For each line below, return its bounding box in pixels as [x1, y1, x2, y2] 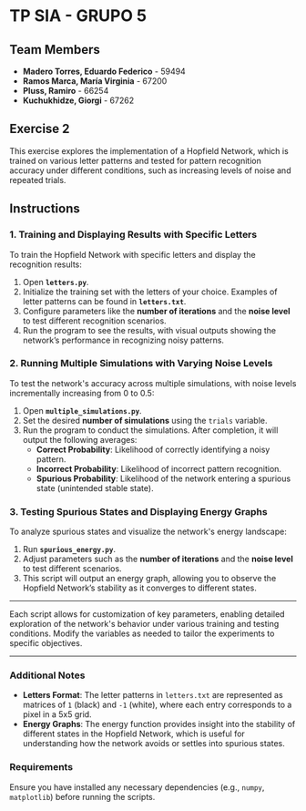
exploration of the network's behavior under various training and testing [9, 619, 280, 630]
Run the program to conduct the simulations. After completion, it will [22, 425, 279, 436]
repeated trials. [9, 174, 66, 185]
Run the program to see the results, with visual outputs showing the [22, 324, 276, 335]
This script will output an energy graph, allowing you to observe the [22, 573, 277, 584]
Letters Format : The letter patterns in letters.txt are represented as [22, 690, 284, 701]
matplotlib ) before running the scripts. [9, 791, 156, 802]
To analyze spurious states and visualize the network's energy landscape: [9, 526, 287, 538]
